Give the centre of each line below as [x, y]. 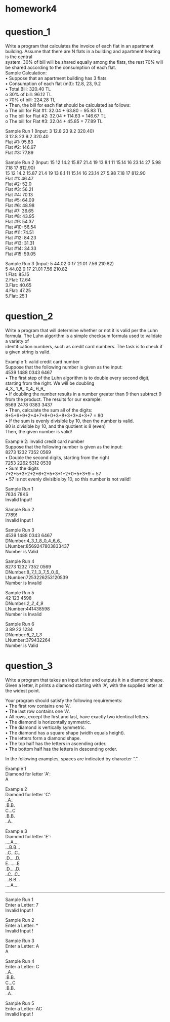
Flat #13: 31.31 [20, 243]
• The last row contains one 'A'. [38, 711]
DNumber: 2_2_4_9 [24, 603]
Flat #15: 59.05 [21, 254]
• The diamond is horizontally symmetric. [48, 722]
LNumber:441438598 [28, 609]
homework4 [31, 9]
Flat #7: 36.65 [19, 211]
